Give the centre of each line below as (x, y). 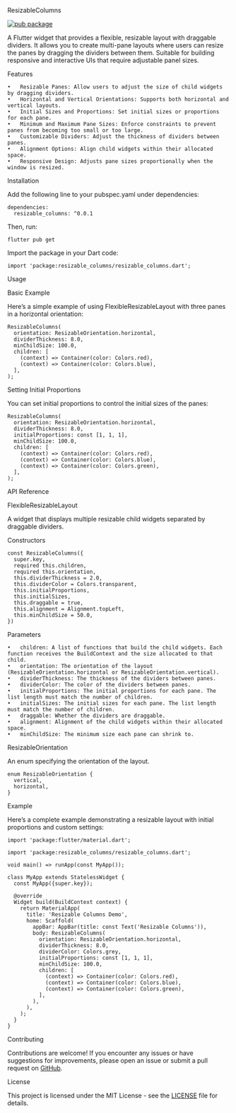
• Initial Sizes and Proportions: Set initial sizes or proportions (113, 112)
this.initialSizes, (42, 597)
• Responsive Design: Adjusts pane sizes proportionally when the (110, 162)
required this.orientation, (55, 572)
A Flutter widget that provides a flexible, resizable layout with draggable (112, 38)
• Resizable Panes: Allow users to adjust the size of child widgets (115, 87)
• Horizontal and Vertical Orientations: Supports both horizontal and (118, 99)
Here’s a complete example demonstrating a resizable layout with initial (111, 820)
